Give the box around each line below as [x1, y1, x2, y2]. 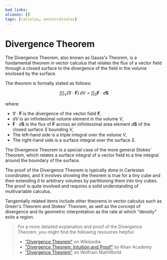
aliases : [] [5, 12, 30, 17]
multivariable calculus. [5, 188, 51, 194]
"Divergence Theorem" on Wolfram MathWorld [24, 249, 121, 255]
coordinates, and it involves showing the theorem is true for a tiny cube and [5, 172, 161, 178]
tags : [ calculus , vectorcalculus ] [5, 16, 77, 21]
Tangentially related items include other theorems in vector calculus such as [5, 198, 162, 204]
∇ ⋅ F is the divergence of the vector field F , [12, 110, 101, 116]
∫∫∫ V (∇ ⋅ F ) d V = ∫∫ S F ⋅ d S [59, 90, 109, 97]
